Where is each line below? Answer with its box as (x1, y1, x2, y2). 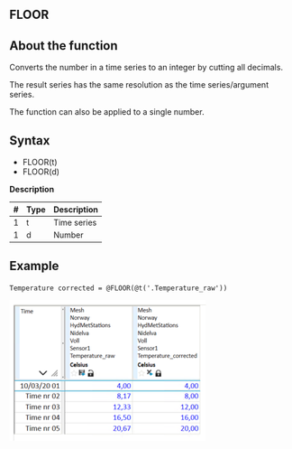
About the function (9, 38, 119, 53)
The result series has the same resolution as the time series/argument (9, 80, 269, 90)
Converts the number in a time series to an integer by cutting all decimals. (9, 62, 284, 73)
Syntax (9, 133, 50, 148)
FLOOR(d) (22, 166, 60, 177)
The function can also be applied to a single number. (9, 107, 205, 117)
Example (9, 257, 59, 274)
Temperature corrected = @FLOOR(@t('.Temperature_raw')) (9, 284, 228, 293)
